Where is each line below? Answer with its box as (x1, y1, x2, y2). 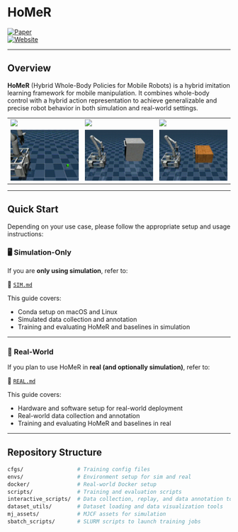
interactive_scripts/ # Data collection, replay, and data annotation (7, 496, 223, 503)
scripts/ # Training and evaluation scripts (7, 488, 182, 495)
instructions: (7, 229, 44, 238)
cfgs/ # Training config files (7, 466, 151, 473)
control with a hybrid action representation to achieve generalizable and (7, 96, 217, 105)
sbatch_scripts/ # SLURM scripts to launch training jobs (7, 518, 201, 526)
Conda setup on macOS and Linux (17, 307, 118, 316)
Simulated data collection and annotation (17, 315, 137, 323)
